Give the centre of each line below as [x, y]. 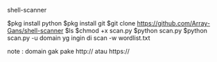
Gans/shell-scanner [35, 31]
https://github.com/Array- [173, 23]
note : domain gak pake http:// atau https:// [69, 51]
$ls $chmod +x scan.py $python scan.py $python [136, 31]
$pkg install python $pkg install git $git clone [71, 23]
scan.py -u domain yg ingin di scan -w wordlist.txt [79, 38]
